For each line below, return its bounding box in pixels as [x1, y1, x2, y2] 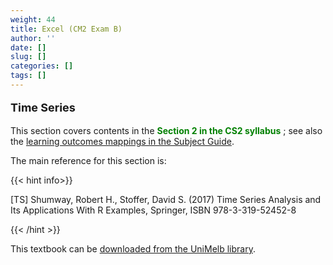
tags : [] [10, 71, 47, 81]
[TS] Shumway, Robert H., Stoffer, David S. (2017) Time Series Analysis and [10, 193, 322, 205]
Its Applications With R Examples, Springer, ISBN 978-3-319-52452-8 [10, 204, 297, 216]
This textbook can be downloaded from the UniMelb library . [10, 242, 256, 255]
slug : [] [10, 52, 47, 62]
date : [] [10, 42, 47, 53]
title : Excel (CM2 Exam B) [10, 24, 123, 34]
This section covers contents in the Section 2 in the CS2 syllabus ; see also [10, 124, 323, 136]
